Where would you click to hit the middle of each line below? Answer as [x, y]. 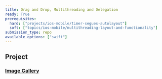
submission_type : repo [28, 32]
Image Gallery [22, 71]
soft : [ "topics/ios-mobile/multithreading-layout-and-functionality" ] [84, 28]
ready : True [17, 14]
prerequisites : [21, 19]
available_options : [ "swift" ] [36, 37]
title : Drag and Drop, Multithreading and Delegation [62, 10]
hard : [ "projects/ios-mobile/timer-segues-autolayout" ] [68, 23]
